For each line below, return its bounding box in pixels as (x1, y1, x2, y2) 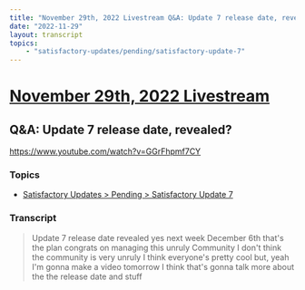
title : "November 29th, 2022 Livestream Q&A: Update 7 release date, (9, 13, 279, 23)
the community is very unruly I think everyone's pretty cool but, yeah (31, 251, 290, 263)
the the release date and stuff (31, 271, 143, 282)
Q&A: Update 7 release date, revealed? (9, 121, 232, 137)
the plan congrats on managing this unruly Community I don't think (31, 242, 282, 253)
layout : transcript (9, 30, 84, 39)
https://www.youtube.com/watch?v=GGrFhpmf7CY (9, 146, 202, 157)
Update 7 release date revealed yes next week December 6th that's (31, 232, 284, 243)
